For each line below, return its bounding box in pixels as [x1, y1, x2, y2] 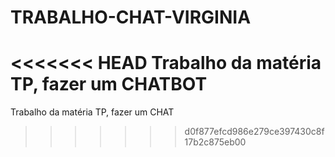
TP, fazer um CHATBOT [10, 73, 208, 96]
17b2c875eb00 [184, 136, 247, 148]
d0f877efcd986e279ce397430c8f [184, 126, 325, 138]
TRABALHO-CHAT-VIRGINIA [10, 6, 252, 29]
